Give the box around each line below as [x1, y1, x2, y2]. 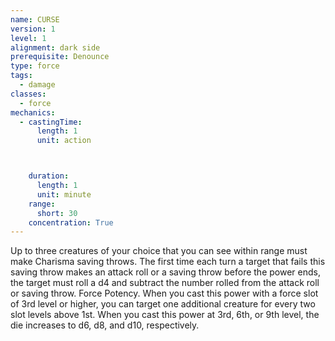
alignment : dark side [10, 42, 101, 53]
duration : [28, 171, 70, 181]
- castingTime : [19, 117, 83, 127]
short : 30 [36, 208, 78, 218]
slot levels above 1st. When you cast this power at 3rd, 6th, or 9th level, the [10, 309, 320, 321]
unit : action [36, 136, 92, 146]
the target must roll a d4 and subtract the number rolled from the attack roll [10, 277, 320, 289]
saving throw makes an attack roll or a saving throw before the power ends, [10, 266, 321, 278]
